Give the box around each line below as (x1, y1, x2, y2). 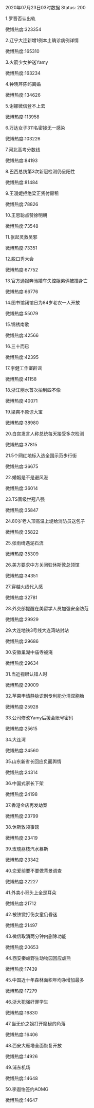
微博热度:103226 (5, 136, 41, 141)
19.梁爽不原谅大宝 (5, 409, 43, 415)
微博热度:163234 (5, 70, 41, 76)
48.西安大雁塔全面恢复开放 (5, 1043, 62, 1048)
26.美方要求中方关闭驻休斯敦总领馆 (5, 562, 80, 568)
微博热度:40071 (5, 398, 38, 404)
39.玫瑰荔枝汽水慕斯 (5, 846, 49, 852)
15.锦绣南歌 (5, 321, 29, 328)
